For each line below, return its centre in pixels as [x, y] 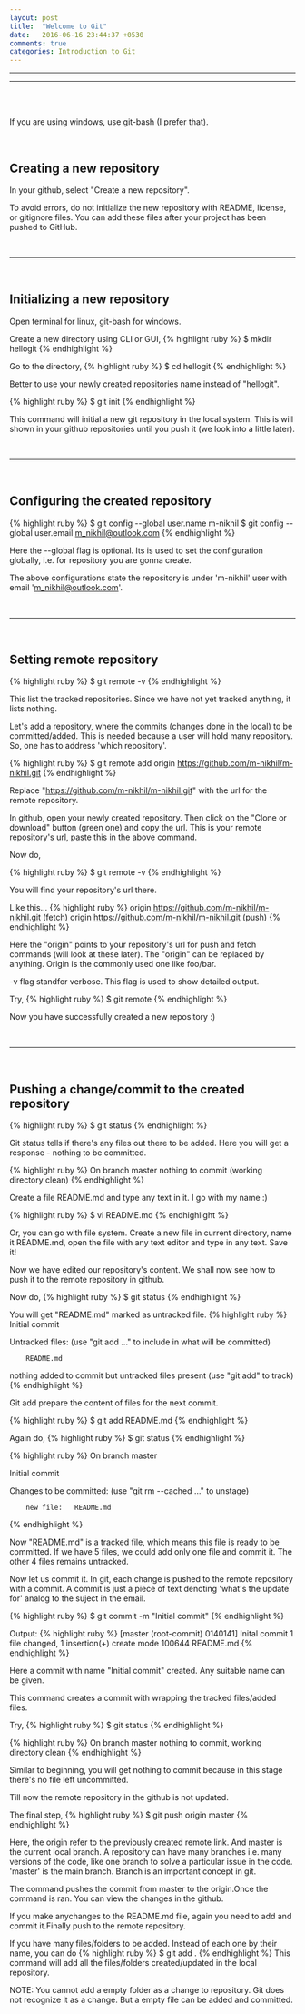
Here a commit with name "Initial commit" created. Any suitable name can [148, 1671]
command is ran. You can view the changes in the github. [117, 1898]
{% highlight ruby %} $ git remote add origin [92, 763]
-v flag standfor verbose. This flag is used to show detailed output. [134, 982]
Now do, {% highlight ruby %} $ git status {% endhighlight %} [125, 1297]
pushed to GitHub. [44, 227]
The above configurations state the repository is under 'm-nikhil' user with [148, 578]
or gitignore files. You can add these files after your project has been [138, 217]
